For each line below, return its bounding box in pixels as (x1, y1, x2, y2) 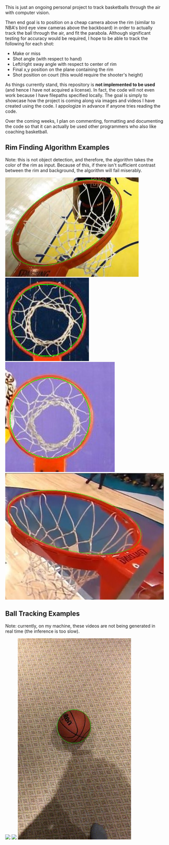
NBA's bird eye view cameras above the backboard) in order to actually (5, 25, 153, 31)
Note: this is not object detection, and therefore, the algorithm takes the (5, 156, 153, 162)
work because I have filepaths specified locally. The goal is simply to (5, 93, 148, 98)
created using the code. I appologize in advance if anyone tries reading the (5, 103, 161, 109)
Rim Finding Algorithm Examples (5, 143, 110, 152)
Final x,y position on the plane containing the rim (12, 66, 114, 72)
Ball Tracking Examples (5, 610, 80, 618)
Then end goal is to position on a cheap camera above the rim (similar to (5, 20, 155, 25)
